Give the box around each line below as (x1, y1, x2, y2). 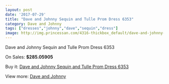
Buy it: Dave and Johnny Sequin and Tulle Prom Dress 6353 (5, 63, 129, 69)
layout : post (5, 7, 33, 12)
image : (5, 30, 19, 35)
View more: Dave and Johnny (5, 73, 66, 79)
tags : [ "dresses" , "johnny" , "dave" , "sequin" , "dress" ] (5, 26, 118, 31)
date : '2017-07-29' (5, 12, 46, 17)
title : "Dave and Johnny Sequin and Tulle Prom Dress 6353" (5, 16, 134, 21)
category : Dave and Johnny (5, 21, 62, 26)
